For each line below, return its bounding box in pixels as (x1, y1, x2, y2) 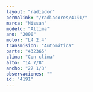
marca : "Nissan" (6, 20, 47, 26)
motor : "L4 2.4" (6, 37, 47, 43)
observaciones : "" (6, 71, 53, 77)
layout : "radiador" (6, 8, 56, 15)
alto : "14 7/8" (6, 59, 45, 65)
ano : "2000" (6, 31, 36, 38)
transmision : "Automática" (6, 43, 74, 49)
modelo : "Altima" (6, 25, 50, 32)
